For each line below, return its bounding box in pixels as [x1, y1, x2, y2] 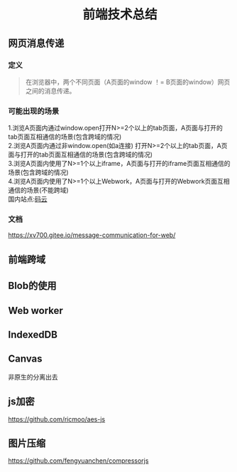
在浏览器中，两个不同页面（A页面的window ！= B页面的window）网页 [25, 78, 231, 86]
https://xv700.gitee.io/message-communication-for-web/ [8, 231, 176, 239]
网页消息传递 [8, 37, 65, 49]
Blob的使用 [8, 280, 57, 292]
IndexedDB [8, 329, 57, 341]
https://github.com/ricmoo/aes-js [8, 414, 106, 424]
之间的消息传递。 [25, 86, 76, 95]
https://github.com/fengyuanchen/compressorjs [8, 456, 149, 465]
